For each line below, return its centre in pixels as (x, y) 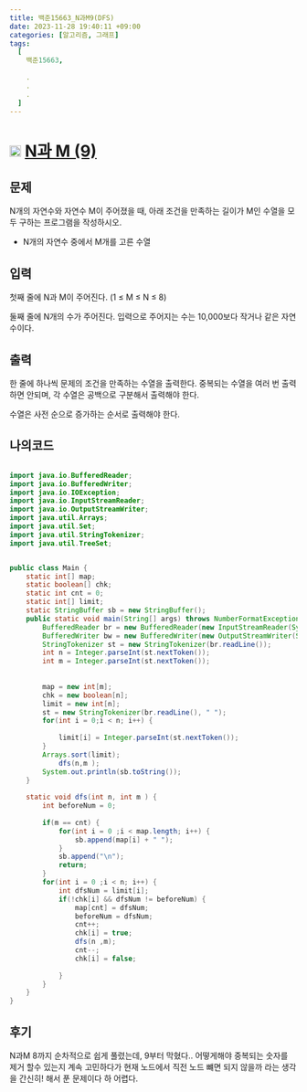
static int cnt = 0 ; (65, 594)
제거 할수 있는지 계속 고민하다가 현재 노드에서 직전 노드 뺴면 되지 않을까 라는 (145, 1067)
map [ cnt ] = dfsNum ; (111, 907)
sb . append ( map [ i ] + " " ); (124, 840)
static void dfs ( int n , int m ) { (91, 797)
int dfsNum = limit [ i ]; (103, 891)
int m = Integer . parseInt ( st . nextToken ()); (126, 662)
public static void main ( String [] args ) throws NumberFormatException (163, 619)
